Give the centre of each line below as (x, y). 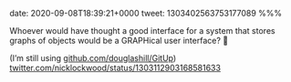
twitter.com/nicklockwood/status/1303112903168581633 (115, 68)
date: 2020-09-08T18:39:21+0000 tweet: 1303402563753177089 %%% (146, 13)
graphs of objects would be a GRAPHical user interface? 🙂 (119, 41)
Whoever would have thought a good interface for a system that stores (142, 31)
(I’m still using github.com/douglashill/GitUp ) (93, 58)
